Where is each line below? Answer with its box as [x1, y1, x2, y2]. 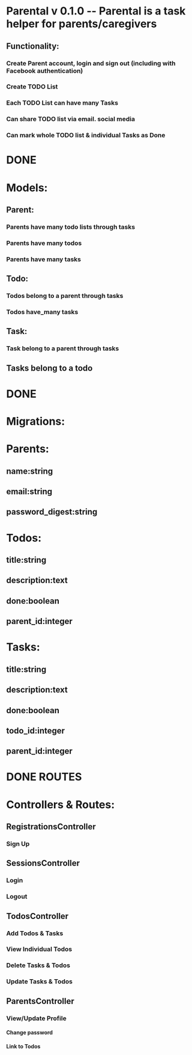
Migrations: [6, 415, 65, 428]
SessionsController [6, 858, 80, 868]
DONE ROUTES [6, 770, 82, 784]
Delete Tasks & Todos [6, 961, 71, 970]
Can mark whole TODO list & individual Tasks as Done [6, 131, 166, 140]
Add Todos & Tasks [6, 929, 64, 937]
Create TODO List [6, 82, 58, 91]
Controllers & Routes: [6, 797, 115, 811]
